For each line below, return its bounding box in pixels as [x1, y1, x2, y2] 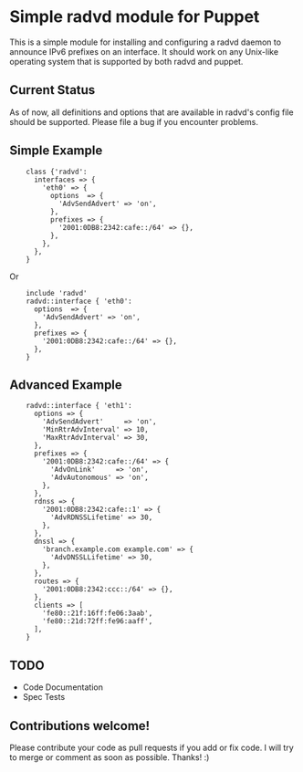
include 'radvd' [26, 288, 89, 297]
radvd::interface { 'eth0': [26, 297, 132, 306]
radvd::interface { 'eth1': [26, 402, 132, 411]
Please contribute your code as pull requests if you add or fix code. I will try [9, 742, 294, 753]
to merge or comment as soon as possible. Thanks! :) [9, 752, 210, 763]
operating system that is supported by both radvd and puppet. [9, 56, 244, 67]
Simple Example [9, 143, 103, 159]
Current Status [9, 82, 96, 98]
